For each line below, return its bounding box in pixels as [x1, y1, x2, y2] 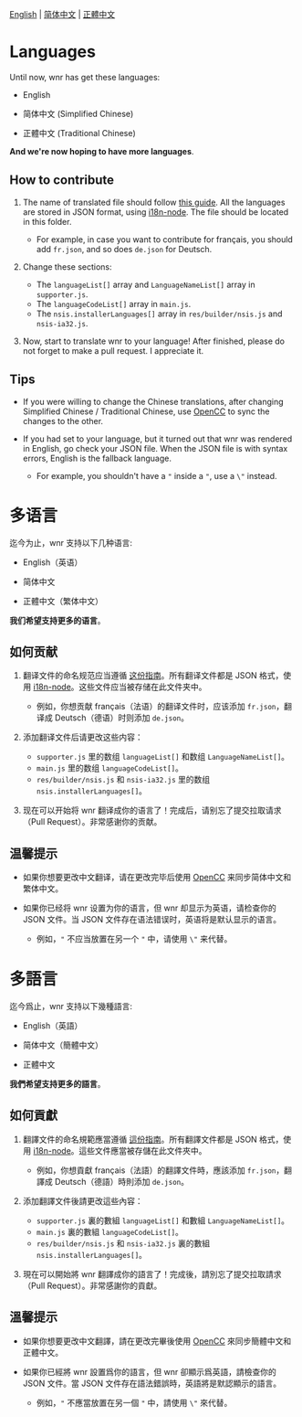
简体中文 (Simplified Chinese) [22, 108, 134, 119]
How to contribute [9, 173, 115, 188]
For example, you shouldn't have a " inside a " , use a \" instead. [36, 470, 277, 481]
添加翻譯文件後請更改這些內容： [22, 1195, 143, 1206]
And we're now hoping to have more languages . [9, 145, 194, 156]
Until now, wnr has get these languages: [9, 71, 161, 82]
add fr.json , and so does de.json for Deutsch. [36, 243, 213, 254]
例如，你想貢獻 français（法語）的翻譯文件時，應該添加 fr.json [36, 1165, 276, 1176]
